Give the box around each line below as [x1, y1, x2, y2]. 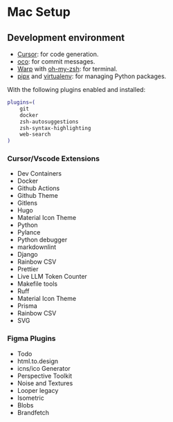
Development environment [7, 32, 125, 44]
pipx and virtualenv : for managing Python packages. [17, 72, 167, 80]
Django [17, 250, 38, 259]
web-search [19, 131, 51, 138]
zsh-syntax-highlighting [19, 125, 91, 131]
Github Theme [17, 192, 59, 200]
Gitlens [17, 199, 38, 208]
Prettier [17, 265, 39, 273]
